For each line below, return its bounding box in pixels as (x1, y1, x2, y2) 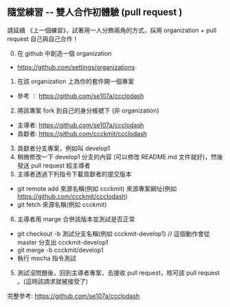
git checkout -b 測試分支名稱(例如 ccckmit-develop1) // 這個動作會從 (16, 229, 211, 238)
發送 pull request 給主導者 (16, 161, 91, 170)
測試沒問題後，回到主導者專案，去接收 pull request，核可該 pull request (16, 269, 220, 277)
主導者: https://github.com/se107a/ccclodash (16, 121, 144, 129)
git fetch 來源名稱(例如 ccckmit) (16, 200, 107, 208)
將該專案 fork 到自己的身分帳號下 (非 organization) (16, 106, 159, 115)
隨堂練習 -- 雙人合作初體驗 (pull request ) (7, 6, 183, 19)
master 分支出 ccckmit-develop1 (16, 238, 108, 246)
